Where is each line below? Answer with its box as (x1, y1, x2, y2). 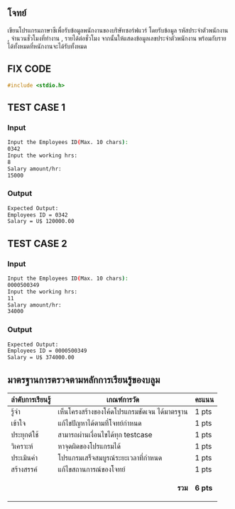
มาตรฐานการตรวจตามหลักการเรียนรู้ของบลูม (7, 373, 160, 385)
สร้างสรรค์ (11, 464, 38, 474)
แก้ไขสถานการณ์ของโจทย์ (58, 464, 126, 474)
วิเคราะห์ (11, 442, 33, 451)
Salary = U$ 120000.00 (7, 218, 75, 225)
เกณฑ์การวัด (106, 395, 140, 405)
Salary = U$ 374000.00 (7, 354, 75, 361)
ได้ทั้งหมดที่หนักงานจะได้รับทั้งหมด (7, 42, 87, 50)
